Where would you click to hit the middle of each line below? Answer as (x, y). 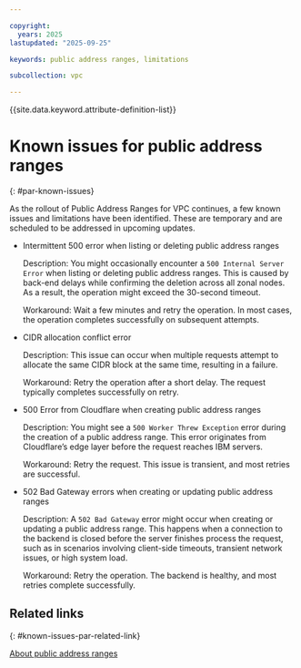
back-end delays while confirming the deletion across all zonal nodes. (154, 283)
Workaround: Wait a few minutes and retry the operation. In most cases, (157, 310)
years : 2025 (40, 34)
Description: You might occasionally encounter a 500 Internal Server (153, 263)
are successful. (51, 474)
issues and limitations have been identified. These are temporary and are (146, 219)
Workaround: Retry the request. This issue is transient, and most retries (156, 465)
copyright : (30, 26)
